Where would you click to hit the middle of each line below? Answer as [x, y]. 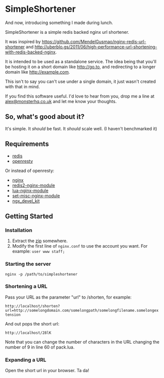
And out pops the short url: [32, 324]
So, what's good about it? [45, 117]
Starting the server [28, 264]
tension [13, 315]
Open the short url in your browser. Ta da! [47, 371]
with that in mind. [23, 86]
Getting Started [29, 216]
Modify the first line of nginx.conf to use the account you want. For [80, 246]
